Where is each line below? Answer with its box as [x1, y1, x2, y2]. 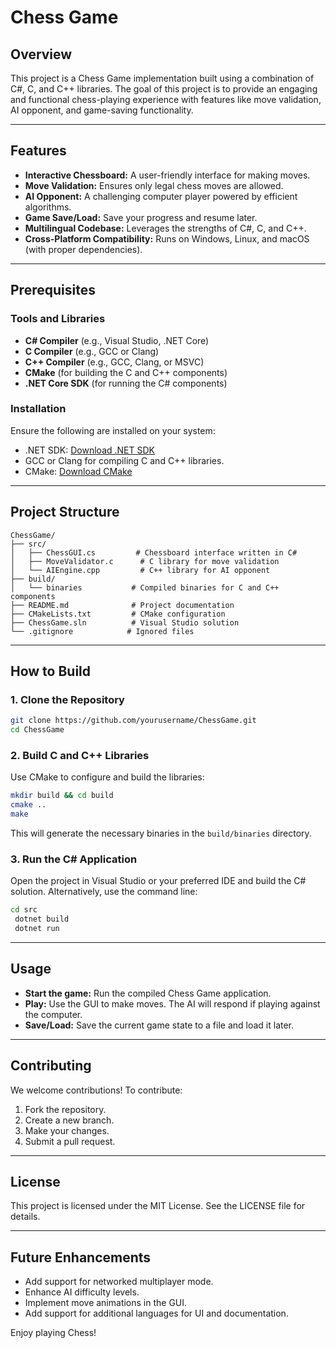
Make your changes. [24, 1124, 110, 1136]
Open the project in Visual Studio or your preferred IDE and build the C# [10, 875, 307, 887]
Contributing [10, 1057, 92, 1075]
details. [10, 1211, 41, 1223]
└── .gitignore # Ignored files [10, 626, 195, 636]
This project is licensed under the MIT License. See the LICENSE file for [10, 1200, 306, 1212]
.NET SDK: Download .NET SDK [24, 444, 155, 456]
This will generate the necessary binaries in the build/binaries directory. [10, 827, 312, 839]
